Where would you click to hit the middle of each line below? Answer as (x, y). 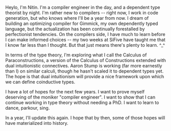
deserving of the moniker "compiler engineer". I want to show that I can (80, 97)
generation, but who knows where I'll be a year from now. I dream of (77, 18)
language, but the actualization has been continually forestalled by (75, 29)
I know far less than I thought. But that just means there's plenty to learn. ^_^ (85, 45)
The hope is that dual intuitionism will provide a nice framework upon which (85, 76)
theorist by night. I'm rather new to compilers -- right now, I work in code (82, 13)
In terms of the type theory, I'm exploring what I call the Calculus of (76, 55)
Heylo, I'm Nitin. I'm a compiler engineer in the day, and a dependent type (83, 7)
